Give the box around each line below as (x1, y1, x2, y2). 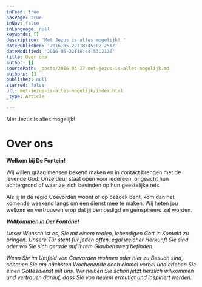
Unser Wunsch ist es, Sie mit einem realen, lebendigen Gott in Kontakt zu (6, 229, 189, 237)
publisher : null (6, 76, 47, 83)
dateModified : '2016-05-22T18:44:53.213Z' (6, 49, 115, 55)
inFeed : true (6, 8, 39, 15)
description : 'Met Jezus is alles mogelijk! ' (6, 37, 126, 43)
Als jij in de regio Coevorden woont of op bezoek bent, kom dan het (6, 193, 175, 200)
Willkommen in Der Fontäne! (6, 218, 80, 225)
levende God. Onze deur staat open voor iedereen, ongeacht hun (6, 175, 169, 182)
